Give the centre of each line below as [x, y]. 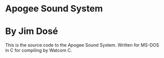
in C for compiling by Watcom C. [39, 51]
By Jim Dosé [32, 31]
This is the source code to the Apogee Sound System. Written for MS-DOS [82, 45]
